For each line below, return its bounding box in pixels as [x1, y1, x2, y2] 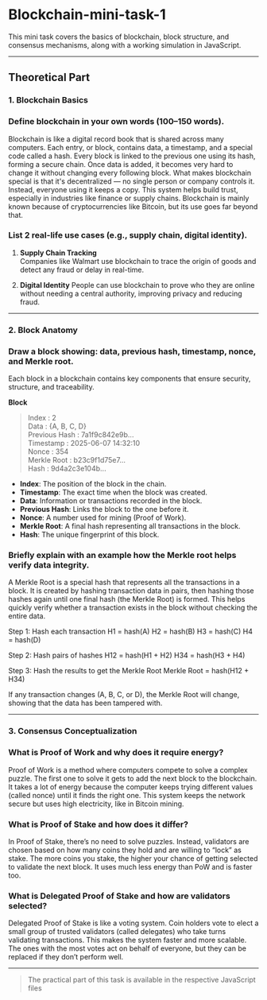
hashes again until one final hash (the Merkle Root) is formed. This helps [8, 595, 246, 604]
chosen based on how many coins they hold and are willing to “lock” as [8, 845, 242, 855]
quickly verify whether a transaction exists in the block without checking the [8, 603, 258, 613]
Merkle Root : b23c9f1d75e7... [27, 455, 126, 465]
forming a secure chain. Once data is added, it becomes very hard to [8, 159, 234, 169]
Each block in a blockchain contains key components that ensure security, [8, 374, 251, 383]
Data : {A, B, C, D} [27, 421, 87, 431]
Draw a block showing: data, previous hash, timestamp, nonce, [8, 346, 257, 357]
